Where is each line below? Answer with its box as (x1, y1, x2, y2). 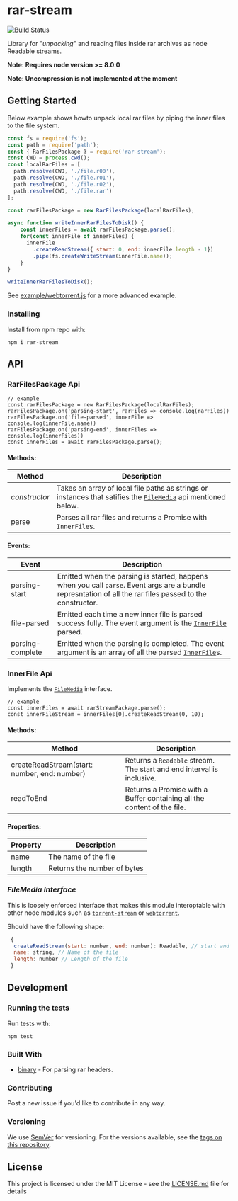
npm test (7, 1032, 33, 1040)
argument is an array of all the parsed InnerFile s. (57, 647, 222, 657)
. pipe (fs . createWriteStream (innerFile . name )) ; (33, 252, 173, 260)
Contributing (7, 1083, 52, 1093)
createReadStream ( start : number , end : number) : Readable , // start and (13, 943, 230, 950)
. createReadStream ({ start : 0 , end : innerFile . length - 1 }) (33, 246, 214, 253)
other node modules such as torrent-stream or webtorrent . (7, 909, 180, 917)
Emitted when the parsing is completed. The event (57, 638, 225, 648)
